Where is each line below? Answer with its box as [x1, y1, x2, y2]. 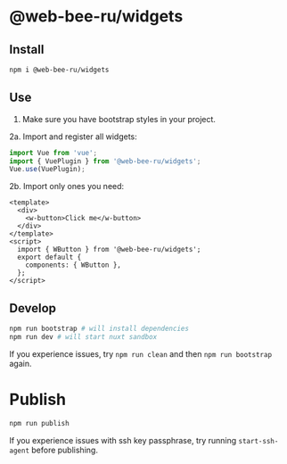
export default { [17, 253, 82, 262]
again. [9, 358, 33, 369]
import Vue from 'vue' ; [9, 148, 98, 157]
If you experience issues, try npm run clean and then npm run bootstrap [9, 348, 273, 359]
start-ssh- [238, 436, 279, 445]
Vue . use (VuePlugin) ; [9, 165, 86, 174]
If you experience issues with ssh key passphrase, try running [9, 435, 237, 445]
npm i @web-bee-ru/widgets [9, 65, 110, 74]
